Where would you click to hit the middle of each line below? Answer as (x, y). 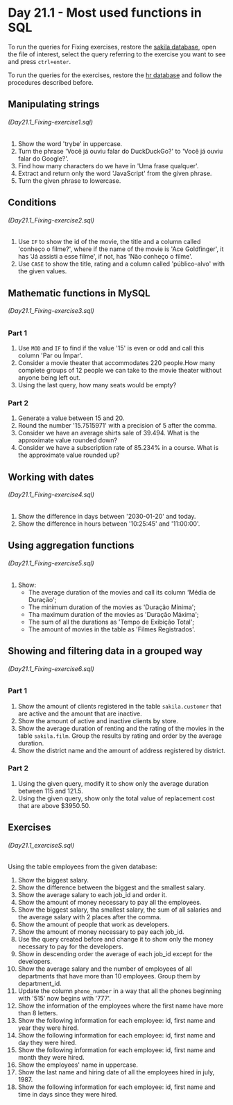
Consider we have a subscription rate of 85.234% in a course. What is (118, 448)
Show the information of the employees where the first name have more (121, 1006)
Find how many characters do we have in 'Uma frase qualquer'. (108, 166)
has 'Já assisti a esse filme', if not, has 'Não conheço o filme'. (105, 257)
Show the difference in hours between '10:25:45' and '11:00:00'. (109, 524)
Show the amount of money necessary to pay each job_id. (101, 932)
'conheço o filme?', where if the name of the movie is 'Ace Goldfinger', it (121, 249)
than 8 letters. (38, 1013)
